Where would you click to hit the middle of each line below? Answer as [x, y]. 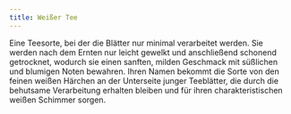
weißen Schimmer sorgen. [58, 100]
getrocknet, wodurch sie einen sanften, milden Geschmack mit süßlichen [144, 61]
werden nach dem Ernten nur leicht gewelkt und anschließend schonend [143, 52]
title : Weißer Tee [43, 17]
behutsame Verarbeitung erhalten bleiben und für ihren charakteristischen [146, 90]
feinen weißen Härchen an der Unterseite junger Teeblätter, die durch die [144, 80]
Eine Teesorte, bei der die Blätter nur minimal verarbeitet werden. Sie [137, 43]
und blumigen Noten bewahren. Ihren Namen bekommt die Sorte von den [144, 71]
